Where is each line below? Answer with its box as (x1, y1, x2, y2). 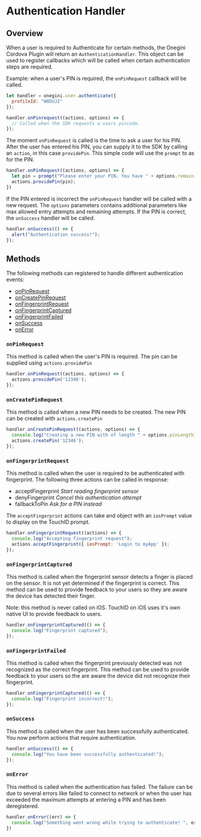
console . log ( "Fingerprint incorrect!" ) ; (11, 695, 114, 702)
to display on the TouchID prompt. (6, 518, 90, 526)
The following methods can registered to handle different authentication (6, 270, 184, 277)
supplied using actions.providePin (6, 359, 92, 367)
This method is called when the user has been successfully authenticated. (6, 728, 190, 735)
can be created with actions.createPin (6, 415, 103, 422)
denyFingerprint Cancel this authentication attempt (14, 494, 142, 501)
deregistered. (6, 802, 39, 809)
